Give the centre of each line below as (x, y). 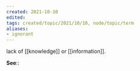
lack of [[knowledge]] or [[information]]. (56, 51)
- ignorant (20, 34)
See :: (13, 63)
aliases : (17, 29)
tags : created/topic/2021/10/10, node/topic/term (70, 23)
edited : (16, 17)
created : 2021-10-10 (32, 12)
